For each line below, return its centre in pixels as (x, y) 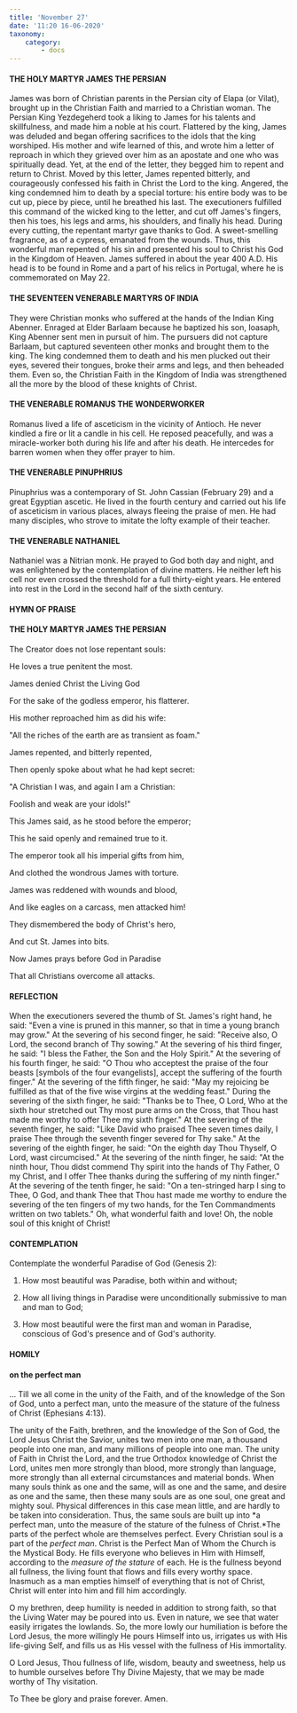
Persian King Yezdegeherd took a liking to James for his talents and (133, 117)
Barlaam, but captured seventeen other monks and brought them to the (139, 346)
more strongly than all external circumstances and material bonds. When (142, 1478)
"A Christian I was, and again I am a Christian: (92, 786)
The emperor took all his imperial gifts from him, (97, 855)
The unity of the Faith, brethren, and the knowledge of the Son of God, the (145, 1431)
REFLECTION (34, 996)
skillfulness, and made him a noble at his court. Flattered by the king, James (148, 127)
